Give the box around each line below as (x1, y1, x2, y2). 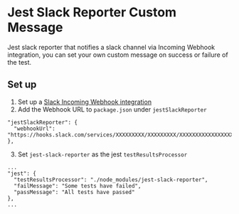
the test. (7, 58, 32, 66)
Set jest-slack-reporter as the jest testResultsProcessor (17, 150, 188, 159)
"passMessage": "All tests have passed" (14, 188, 135, 196)
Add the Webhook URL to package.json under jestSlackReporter (17, 105, 208, 114)
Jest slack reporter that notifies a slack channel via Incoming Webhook (7, 43, 216, 51)
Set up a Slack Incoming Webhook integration (17, 97, 152, 106)
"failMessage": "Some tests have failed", (14, 182, 142, 189)
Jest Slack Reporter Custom (7, 4, 176, 21)
